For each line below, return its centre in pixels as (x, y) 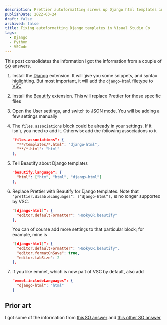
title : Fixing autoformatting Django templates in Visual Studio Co (78, 28)
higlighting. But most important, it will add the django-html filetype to (83, 81)
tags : (11, 33)
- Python (19, 42)
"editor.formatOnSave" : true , (48, 253)
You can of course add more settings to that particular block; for (78, 229)
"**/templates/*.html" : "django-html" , (58, 144)
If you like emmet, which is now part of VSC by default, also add (78, 271)
